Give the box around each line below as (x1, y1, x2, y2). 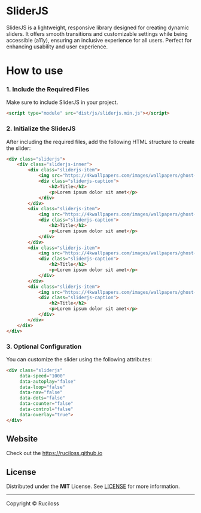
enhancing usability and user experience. (6, 43, 108, 50)
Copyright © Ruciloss (6, 500, 59, 507)
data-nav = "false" (19, 389, 63, 395)
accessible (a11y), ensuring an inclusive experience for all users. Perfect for (6, 36, 193, 44)
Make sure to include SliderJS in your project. (6, 99, 118, 106)
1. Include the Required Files (6, 85, 90, 94)
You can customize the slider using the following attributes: (6, 355, 153, 363)
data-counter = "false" (19, 401, 74, 407)
